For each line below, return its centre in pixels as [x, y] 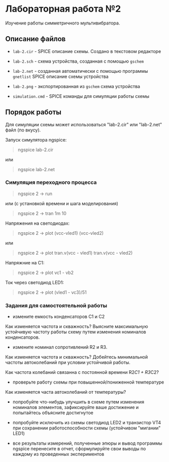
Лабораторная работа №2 [63, 9]
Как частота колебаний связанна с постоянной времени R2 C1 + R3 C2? [82, 372]
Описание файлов [36, 39]
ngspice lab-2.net [36, 169]
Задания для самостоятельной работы [56, 305]
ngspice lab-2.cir [36, 150]
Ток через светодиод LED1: [35, 282]
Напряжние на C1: [25, 262]
